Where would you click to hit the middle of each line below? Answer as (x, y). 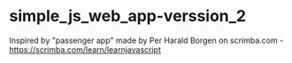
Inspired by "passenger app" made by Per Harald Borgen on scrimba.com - (146, 40)
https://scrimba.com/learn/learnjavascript (85, 49)
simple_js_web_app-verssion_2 (127, 16)
